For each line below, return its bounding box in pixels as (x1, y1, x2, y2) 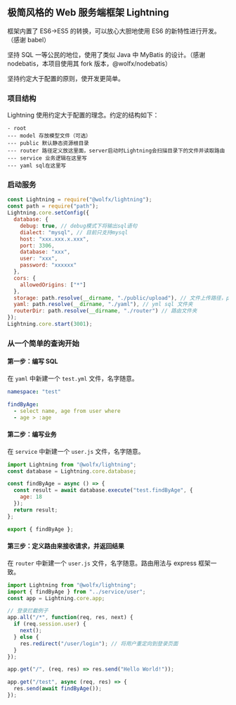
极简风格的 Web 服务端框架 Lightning (7, 6, 170, 19)
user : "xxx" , (20, 255, 58, 262)
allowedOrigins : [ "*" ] (20, 281, 86, 288)
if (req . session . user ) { (13, 621, 86, 628)
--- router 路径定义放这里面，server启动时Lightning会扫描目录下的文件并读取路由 (7, 147, 225, 155)
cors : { (13, 274, 37, 281)
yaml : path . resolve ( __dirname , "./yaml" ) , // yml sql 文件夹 (13, 301, 193, 308)
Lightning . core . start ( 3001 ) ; (7, 321, 93, 328)
